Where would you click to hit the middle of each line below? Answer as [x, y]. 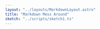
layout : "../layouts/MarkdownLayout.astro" [50, 10]
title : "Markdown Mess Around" [37, 14]
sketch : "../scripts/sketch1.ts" [39, 19]
